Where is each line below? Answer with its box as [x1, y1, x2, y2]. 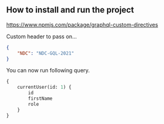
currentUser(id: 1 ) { [17, 84, 71, 91]
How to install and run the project [6, 5, 134, 15]
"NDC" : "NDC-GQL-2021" [17, 50, 74, 57]
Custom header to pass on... [6, 33, 77, 40]
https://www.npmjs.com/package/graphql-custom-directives [6, 21, 159, 28]
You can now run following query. [6, 67, 90, 74]
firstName [28, 95, 53, 102]
